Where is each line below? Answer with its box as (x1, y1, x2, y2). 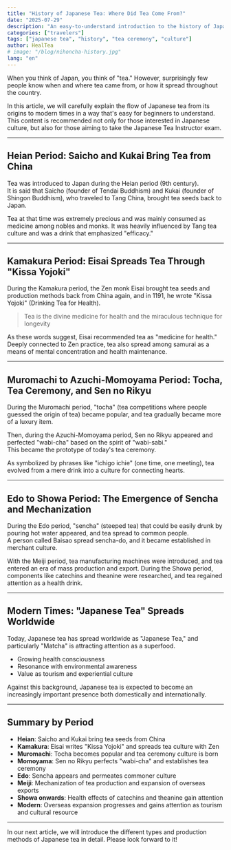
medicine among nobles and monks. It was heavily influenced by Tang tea (7, 222, 217, 230)
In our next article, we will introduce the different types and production (7, 827, 208, 836)
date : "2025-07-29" (7, 17, 63, 23)
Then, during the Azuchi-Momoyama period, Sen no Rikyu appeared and (7, 431, 213, 439)
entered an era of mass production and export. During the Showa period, (7, 564, 214, 572)
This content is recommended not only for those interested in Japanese (7, 116, 210, 125)
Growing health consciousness (16, 655, 105, 663)
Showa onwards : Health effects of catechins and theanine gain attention (16, 793, 223, 802)
